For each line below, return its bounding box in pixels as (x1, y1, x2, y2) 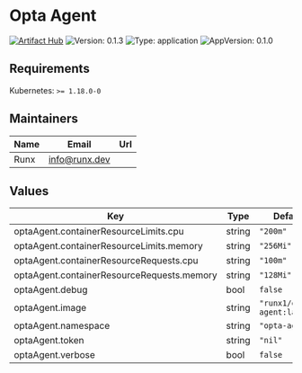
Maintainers (9, 111, 79, 127)
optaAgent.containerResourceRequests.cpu (13, 254, 200, 267)
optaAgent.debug (13, 284, 88, 297)
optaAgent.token (13, 334, 84, 347)
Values (9, 183, 49, 199)
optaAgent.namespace (13, 320, 111, 333)
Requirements (9, 61, 90, 76)
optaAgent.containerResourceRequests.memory (13, 269, 218, 281)
